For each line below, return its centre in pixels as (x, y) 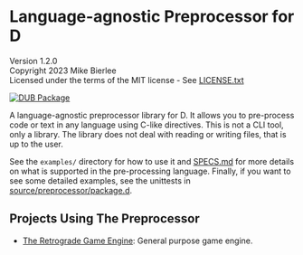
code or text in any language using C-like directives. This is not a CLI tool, (147, 125)
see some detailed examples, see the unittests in (100, 180)
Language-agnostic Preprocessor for (152, 17)
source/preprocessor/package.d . (71, 190)
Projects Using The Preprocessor (105, 219)
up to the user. (36, 144)
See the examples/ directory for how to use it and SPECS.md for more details (152, 161)
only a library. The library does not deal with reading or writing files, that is (148, 134)
